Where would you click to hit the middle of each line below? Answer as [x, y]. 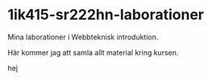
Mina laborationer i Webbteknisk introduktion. [83, 37]
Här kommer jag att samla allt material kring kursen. [93, 52]
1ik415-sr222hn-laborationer [106, 15]
